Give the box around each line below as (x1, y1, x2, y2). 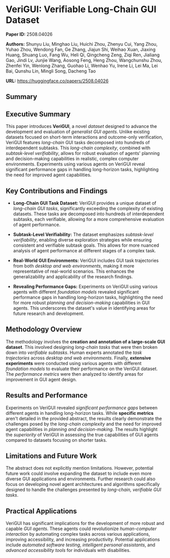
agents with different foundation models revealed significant (13, 288, 139, 295)
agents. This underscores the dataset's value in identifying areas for (13, 305, 156, 311)
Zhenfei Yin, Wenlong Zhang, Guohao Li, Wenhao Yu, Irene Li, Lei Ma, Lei (6, 62, 158, 69)
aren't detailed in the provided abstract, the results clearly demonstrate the (6, 415, 162, 421)
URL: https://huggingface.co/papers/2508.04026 (6, 78, 109, 84)
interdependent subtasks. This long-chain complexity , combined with (6, 145, 151, 151)
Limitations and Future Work (6, 451, 97, 460)
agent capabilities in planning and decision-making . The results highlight (6, 426, 158, 432)
